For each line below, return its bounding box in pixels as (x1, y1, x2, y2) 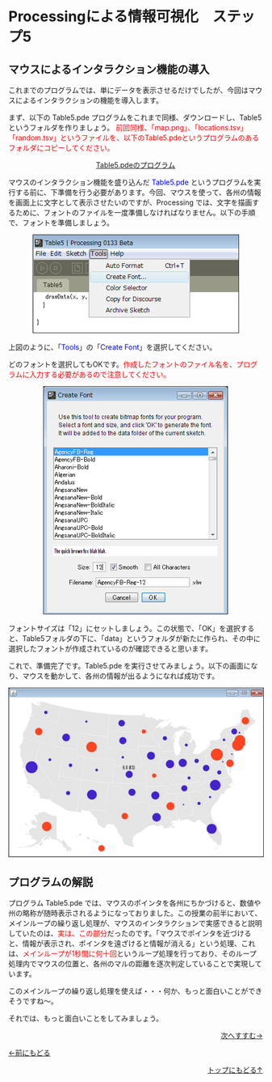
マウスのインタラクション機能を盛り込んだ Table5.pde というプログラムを (8, 177, 254, 187)
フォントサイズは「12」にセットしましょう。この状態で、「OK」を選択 (8, 624, 241, 633)
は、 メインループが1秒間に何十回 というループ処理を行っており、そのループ (8, 948, 257, 959)
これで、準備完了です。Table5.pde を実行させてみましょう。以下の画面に (8, 661, 251, 670)
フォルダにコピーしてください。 (8, 143, 115, 152)
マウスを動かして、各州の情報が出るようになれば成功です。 (22, 671, 220, 681)
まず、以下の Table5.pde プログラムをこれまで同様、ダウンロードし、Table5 (8, 112, 262, 122)
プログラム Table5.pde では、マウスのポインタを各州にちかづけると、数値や (8, 898, 262, 908)
